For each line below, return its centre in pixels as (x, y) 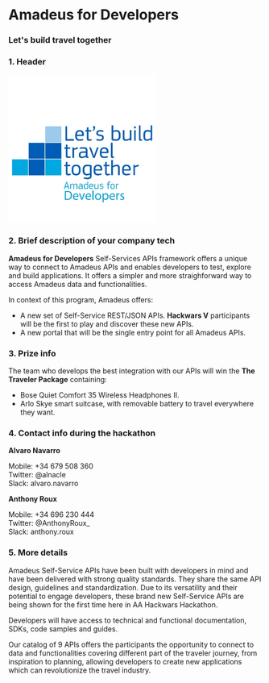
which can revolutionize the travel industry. (80, 670)
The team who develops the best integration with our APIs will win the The (132, 371)
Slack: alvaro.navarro (43, 483)
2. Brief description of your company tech (92, 241)
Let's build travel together (60, 40)
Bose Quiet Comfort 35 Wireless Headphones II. (99, 395)
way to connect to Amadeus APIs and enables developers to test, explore (130, 267)
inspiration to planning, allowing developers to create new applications (125, 661)
